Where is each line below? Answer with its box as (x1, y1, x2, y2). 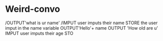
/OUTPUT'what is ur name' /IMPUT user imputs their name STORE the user (5, 20, 158, 26)
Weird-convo (5, 3, 60, 15)
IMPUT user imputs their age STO (5, 30, 74, 36)
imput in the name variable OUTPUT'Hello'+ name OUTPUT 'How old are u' (5, 25, 159, 31)
